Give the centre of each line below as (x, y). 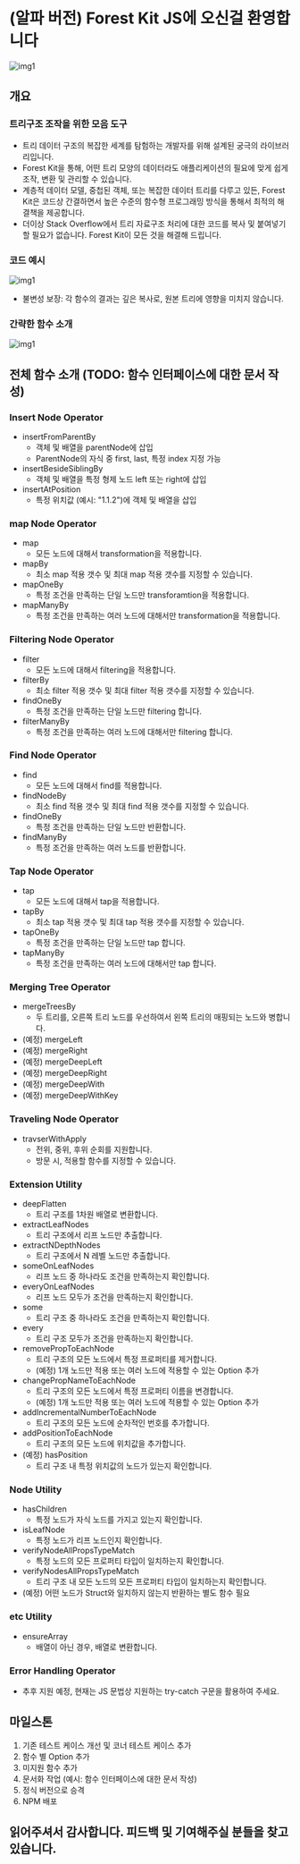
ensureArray (45, 1636)
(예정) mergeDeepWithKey (70, 1096)
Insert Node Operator (57, 417)
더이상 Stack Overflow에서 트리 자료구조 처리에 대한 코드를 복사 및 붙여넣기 (154, 224)
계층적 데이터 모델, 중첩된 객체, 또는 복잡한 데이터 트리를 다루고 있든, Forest (154, 190)
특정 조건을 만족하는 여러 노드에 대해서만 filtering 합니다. (134, 732)
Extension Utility (46, 1184)
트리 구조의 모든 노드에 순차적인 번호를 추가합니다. (122, 1422)
